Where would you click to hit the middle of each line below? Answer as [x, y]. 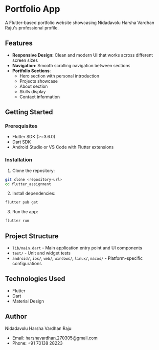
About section [34, 86]
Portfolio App [33, 9]
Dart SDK [22, 142]
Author [16, 316]
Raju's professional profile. [32, 27]
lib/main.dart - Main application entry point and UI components [77, 248]
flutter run [17, 221]
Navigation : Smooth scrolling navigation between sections [71, 65]
